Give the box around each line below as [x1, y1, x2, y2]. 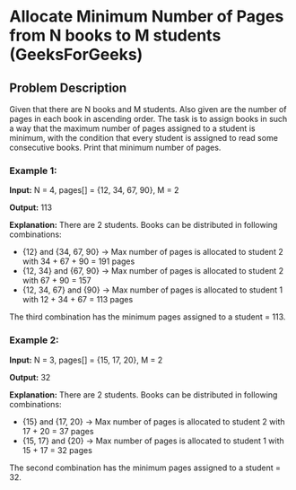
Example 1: [9, 164, 57, 177]
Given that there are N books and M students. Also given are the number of [9, 104, 287, 114]
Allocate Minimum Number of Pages [9, 6, 284, 27]
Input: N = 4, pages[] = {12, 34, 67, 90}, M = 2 [9, 185, 179, 196]
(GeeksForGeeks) [9, 45, 144, 65]
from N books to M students [9, 25, 222, 46]
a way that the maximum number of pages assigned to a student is [9, 123, 256, 134]
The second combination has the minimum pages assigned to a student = [9, 462, 281, 473]
